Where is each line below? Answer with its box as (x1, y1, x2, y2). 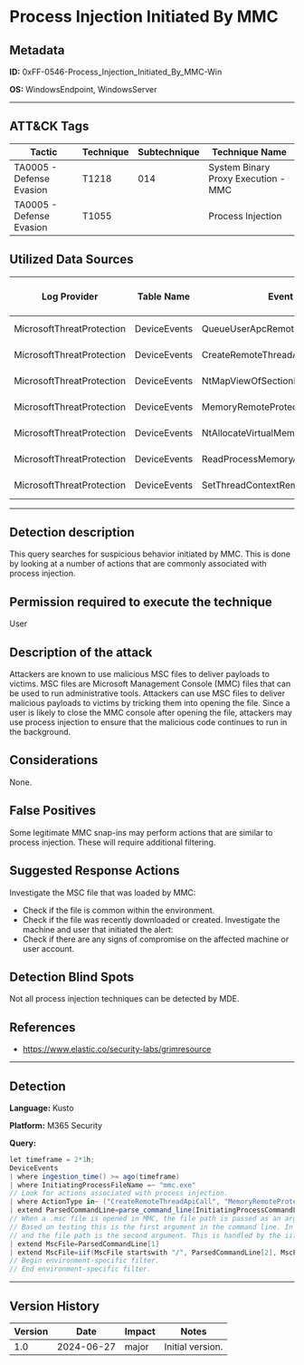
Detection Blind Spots (9, 969, 135, 984)
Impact (124, 1325, 156, 1338)
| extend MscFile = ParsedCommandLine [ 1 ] (9, 1239, 160, 1248)
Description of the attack (9, 644, 153, 660)
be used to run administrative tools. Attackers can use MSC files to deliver (9, 688, 286, 699)
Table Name (137, 290, 191, 303)
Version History (9, 1298, 100, 1313)
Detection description (9, 525, 136, 540)
